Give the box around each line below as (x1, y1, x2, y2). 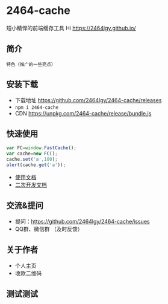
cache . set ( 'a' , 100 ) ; (6, 157, 58, 163)
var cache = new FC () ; (6, 150, 58, 157)
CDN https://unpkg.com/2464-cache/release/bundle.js (14, 109, 152, 117)
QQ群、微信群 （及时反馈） (14, 225, 83, 233)
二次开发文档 (14, 181, 47, 188)
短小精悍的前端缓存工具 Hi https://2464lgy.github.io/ (6, 24, 137, 31)
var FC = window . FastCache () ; (6, 145, 77, 151)
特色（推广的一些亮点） (6, 61, 56, 67)
